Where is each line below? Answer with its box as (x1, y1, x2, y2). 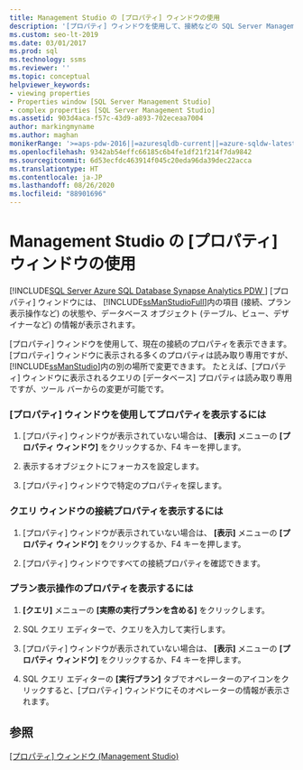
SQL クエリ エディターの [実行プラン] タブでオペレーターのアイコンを (22, 673, 282, 684)
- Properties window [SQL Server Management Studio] (9, 97, 212, 107)
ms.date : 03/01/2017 (9, 38, 87, 48)
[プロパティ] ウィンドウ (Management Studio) (9, 750, 179, 761)
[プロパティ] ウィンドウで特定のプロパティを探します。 (22, 480, 227, 491)
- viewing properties (9, 88, 91, 97)
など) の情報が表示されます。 (32, 319, 141, 329)
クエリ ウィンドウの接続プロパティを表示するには (9, 505, 224, 517)
